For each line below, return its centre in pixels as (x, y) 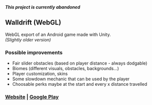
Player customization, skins (40, 74)
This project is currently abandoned (43, 7)
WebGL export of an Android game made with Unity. (58, 35)
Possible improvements (34, 52)
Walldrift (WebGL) (33, 22)
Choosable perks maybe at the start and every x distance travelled (80, 84)
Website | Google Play (32, 97)
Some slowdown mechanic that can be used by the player (71, 79)
